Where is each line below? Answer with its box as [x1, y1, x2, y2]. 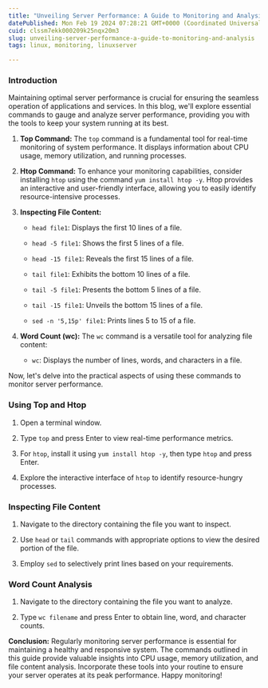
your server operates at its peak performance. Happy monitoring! [8, 670, 223, 680]
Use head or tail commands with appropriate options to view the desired [19, 535, 260, 545]
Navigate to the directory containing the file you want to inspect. [19, 519, 231, 529]
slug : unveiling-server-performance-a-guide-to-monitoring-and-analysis [8, 34, 255, 42]
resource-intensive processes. [19, 192, 121, 202]
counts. [19, 621, 45, 630]
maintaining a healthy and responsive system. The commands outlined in [8, 645, 248, 654]
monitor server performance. [8, 379, 104, 389]
